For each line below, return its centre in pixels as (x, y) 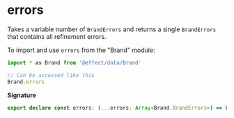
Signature (22, 95)
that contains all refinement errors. (57, 36)
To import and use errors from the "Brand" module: (81, 50)
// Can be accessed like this (51, 75)
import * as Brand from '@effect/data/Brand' (74, 62)
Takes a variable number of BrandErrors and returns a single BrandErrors (112, 29)
